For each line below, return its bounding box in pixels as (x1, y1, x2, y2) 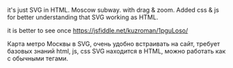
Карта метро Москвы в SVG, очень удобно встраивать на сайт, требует (7, 40, 220, 47)
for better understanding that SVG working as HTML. (7, 13, 159, 21)
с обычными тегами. (7, 54, 69, 63)
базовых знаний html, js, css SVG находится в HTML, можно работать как (7, 47, 226, 55)
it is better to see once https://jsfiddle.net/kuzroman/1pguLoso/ (7, 27, 188, 34)
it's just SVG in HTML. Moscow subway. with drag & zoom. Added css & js (7, 6, 219, 14)
